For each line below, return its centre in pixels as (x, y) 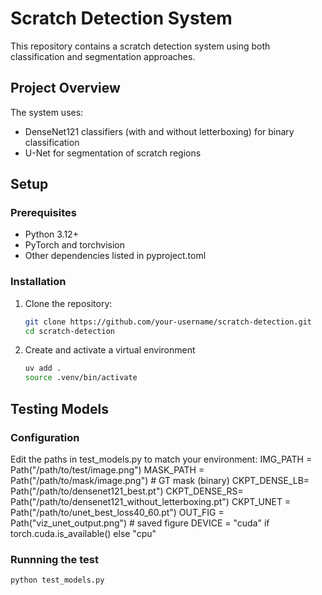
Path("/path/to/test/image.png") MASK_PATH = (107, 469)
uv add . (43, 368)
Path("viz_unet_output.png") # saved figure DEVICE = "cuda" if (140, 523)
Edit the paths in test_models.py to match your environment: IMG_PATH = (161, 459)
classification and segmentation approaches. (103, 56)
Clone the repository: (68, 303)
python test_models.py (57, 580)
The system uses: (47, 112)
